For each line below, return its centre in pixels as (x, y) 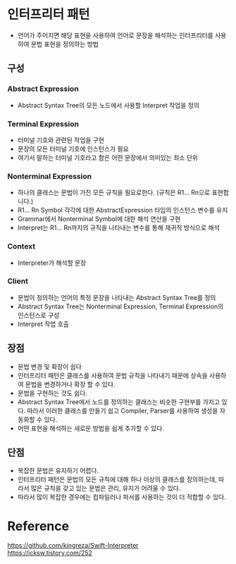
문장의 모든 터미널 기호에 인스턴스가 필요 (73, 149)
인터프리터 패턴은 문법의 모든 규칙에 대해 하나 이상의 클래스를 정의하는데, (117, 480)
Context (21, 246)
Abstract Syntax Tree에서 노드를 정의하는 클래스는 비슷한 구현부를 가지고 (119, 401)
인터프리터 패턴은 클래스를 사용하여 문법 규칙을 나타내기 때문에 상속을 (112, 375)
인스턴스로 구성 (38, 315)
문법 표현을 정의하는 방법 (64, 44)
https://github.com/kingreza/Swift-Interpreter (73, 546)
